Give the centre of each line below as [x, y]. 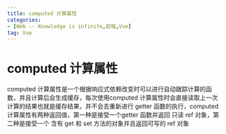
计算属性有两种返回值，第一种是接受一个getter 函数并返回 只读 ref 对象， [110, 115]
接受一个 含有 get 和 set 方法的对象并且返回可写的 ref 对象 [107, 124]
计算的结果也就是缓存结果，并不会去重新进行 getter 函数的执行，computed [113, 107]
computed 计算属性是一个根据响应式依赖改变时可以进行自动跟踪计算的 [106, 89]
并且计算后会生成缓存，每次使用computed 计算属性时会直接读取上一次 [118, 98]
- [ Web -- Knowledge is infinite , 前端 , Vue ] [69, 26]
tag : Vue [20, 33]
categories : [24, 20]
